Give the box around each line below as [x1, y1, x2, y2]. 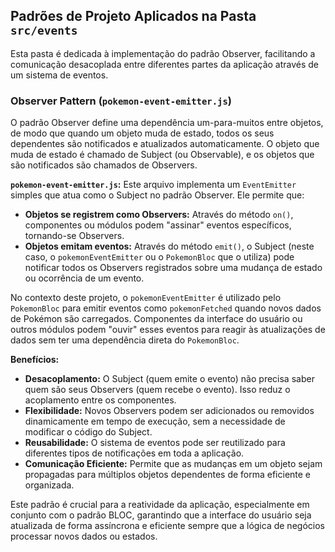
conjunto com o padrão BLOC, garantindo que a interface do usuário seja [10, 509, 312, 521]
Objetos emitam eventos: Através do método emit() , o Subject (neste [24, 240, 315, 253]
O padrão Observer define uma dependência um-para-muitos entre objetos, [10, 117, 324, 129]
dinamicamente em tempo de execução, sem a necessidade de [24, 415, 286, 428]
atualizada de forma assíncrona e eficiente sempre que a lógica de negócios [10, 520, 325, 532]
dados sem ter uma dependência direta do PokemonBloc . [10, 334, 240, 346]
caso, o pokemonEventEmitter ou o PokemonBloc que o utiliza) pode [24, 251, 295, 263]
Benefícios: [10, 354, 60, 366]
